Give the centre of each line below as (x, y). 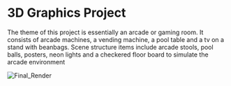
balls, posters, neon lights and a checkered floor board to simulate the (108, 55)
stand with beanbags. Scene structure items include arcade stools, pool (111, 47)
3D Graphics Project (67, 13)
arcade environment (36, 62)
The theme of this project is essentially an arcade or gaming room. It (105, 32)
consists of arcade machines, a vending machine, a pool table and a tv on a (116, 39)
